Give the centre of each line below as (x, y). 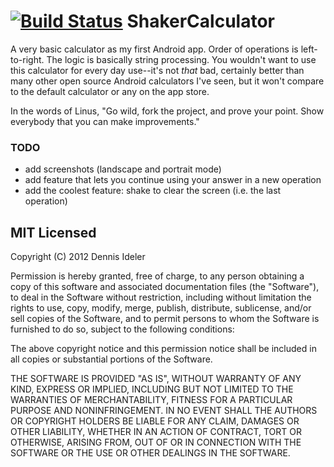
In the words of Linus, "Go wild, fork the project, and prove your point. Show (167, 111)
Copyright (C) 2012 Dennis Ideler (78, 257)
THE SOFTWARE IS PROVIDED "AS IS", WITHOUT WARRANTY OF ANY (156, 379)
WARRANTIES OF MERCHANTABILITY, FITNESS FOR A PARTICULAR (151, 400)
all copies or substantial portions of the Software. (111, 359)
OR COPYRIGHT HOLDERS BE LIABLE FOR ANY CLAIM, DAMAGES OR (155, 421)
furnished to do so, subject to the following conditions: (122, 329)
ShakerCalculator (200, 21)
